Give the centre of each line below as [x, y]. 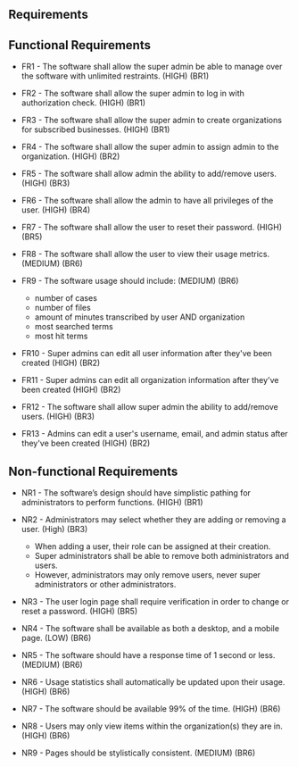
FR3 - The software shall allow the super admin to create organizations [152, 121]
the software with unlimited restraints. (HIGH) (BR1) [115, 76]
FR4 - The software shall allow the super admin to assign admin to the [150, 147]
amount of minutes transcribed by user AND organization [140, 317]
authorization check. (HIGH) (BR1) [83, 103]
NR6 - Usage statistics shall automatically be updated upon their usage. [153, 682]
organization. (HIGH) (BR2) [70, 156]
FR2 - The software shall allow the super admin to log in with [132, 94]
